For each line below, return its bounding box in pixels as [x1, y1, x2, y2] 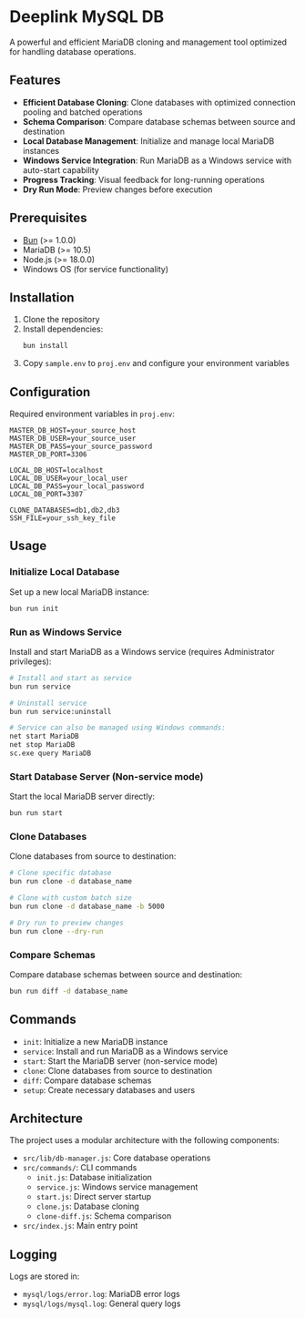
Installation [9, 290, 75, 305]
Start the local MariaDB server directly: [9, 791, 156, 802]
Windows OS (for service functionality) [22, 263, 169, 274]
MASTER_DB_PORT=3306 [9, 450, 88, 459]
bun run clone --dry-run [9, 926, 104, 935]
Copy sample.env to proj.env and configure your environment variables [22, 358, 290, 369]
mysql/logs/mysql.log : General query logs [22, 1298, 181, 1309]
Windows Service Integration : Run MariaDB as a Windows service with [22, 155, 292, 166]
